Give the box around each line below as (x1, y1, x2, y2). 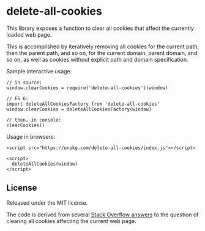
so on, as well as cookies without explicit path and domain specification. (6, 56, 188, 63)
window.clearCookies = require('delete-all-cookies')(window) (6, 84, 168, 91)
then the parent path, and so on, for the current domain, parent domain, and (6, 49, 198, 56)
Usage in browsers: (6, 133, 56, 140)
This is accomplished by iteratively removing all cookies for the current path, (6, 43, 199, 50)
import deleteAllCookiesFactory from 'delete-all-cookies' (6, 101, 160, 107)
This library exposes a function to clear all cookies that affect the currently (6, 24, 194, 32)
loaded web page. (6, 31, 52, 38)
